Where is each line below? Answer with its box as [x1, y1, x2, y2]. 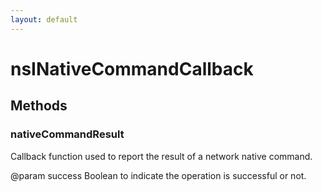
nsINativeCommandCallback [10, 57, 254, 80]
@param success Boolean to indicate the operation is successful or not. [10, 169, 307, 181]
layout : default [10, 14, 78, 25]
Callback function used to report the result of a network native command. [10, 150, 313, 162]
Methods [10, 97, 68, 115]
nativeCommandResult [10, 127, 125, 141]
